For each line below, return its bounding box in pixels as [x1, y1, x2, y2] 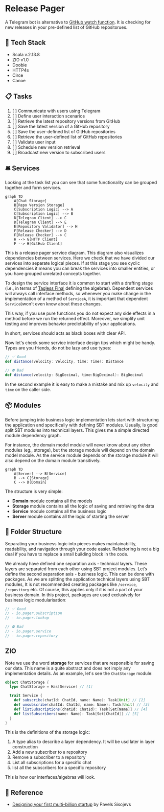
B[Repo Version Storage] [14, 203, 65, 208]
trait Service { [9, 693, 43, 698]
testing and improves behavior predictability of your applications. [5, 321, 136, 327]
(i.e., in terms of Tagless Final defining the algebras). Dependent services [5, 285, 153, 291]
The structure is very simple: [5, 488, 63, 494]
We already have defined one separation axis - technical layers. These [5, 560, 147, 566]
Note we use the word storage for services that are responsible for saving [5, 660, 155, 666]
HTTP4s [12, 67, 29, 73]
